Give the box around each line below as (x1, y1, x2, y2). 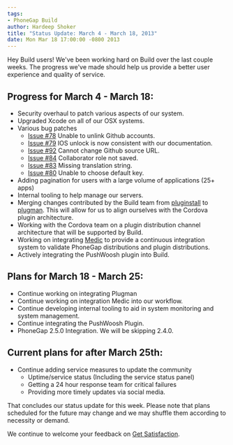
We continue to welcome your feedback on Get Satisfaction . (7, 430, 180, 438)
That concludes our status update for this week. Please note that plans (7, 401, 211, 409)
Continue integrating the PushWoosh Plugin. (17, 319, 144, 327)
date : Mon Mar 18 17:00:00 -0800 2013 (7, 36, 120, 43)
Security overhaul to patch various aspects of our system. (17, 109, 184, 118)
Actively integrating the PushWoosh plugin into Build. (17, 250, 170, 259)
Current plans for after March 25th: (7, 347, 163, 359)
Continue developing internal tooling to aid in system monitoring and (17, 304, 214, 312)
